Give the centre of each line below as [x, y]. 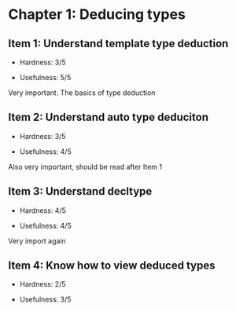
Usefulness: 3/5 [45, 299]
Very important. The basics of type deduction [82, 93]
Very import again [37, 240]
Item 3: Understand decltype [80, 191]
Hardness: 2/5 [42, 284]
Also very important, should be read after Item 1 [85, 166]
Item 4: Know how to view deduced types [112, 266]
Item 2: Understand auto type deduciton [108, 117]
